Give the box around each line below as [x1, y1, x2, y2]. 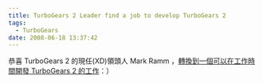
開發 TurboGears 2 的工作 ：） [14, 66, 114, 76]
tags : [8, 19, 26, 27]
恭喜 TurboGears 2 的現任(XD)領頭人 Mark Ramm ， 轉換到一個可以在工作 [8, 56, 249, 66]
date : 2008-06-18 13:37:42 [8, 33, 98, 42]
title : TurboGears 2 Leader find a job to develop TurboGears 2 [8, 11, 226, 20]
